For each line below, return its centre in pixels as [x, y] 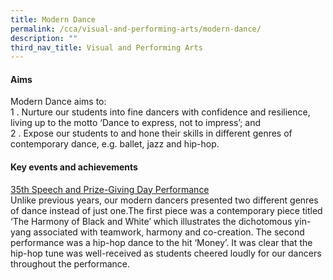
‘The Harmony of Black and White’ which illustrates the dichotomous [151, 221]
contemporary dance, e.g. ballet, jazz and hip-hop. [115, 144]
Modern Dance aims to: [58, 102]
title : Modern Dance [53, 19]
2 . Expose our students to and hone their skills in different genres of [151, 133]
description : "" [44, 38]
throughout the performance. [70, 263]
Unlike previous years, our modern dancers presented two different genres [164, 200]
